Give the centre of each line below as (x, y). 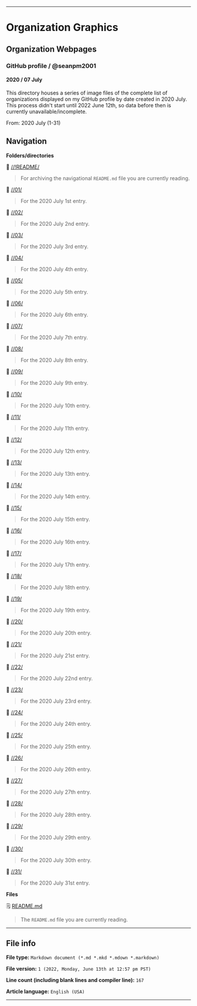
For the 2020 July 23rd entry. (56, 701)
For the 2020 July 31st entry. (55, 883)
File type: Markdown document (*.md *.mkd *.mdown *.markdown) (83, 957)
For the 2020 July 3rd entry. (55, 246)
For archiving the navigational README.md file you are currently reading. (105, 178)
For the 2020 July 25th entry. (56, 746)
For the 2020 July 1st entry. (53, 201)
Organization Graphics (62, 28)
